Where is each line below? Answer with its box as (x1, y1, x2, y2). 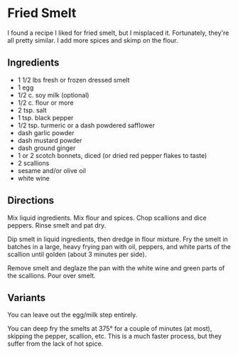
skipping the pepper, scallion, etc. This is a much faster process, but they (7, 332, 222, 341)
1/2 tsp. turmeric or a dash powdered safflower (17, 121, 155, 129)
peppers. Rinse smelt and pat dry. (7, 221, 107, 229)
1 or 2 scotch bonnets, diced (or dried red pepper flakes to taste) (17, 151, 207, 159)
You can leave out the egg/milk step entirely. (7, 311, 138, 319)
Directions (7, 194, 55, 207)
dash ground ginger (17, 144, 76, 152)
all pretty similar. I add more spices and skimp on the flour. (7, 36, 179, 44)
